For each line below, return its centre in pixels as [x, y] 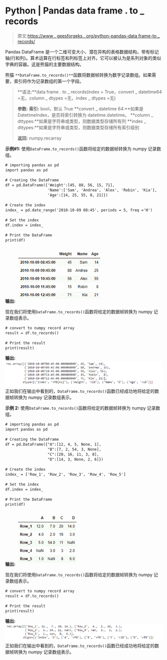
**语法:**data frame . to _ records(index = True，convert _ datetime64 [89, 92]
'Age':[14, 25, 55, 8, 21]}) [78, 195]
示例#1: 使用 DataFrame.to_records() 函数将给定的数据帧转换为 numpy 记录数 [83, 149]
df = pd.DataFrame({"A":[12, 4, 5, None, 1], [53, 445]
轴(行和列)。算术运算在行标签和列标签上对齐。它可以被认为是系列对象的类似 [83, 58]
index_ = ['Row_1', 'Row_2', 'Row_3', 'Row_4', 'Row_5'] [66, 475]
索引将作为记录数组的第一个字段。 [49, 81]
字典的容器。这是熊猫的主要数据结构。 [44, 64]
